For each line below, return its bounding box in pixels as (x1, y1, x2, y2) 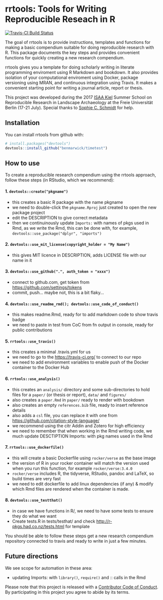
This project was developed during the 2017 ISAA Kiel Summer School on (5, 94, 152, 100)
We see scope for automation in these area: (5, 565, 92, 571)
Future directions (5, 552, 58, 561)
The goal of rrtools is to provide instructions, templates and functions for (5, 39, 151, 45)
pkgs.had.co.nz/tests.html (12, 523, 65, 529)
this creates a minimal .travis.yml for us (12, 349, 91, 355)
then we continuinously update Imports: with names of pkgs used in (12, 220, 149, 226)
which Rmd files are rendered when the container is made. (12, 486, 130, 492)
